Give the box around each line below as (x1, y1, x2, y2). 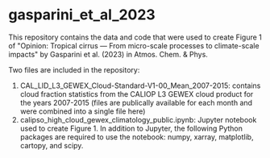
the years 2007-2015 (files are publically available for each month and (19, 98, 252, 107)
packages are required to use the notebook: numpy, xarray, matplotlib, (19, 131, 254, 142)
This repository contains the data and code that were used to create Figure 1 (8, 32, 262, 42)
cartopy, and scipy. (19, 140, 84, 150)
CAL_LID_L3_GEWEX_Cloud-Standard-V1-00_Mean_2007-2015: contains (19, 81, 261, 90)
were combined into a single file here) (19, 106, 146, 116)
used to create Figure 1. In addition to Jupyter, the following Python (19, 123, 243, 133)
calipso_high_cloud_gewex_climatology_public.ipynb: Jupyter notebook (19, 114, 257, 124)
